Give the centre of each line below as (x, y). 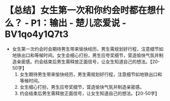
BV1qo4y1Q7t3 (37, 34)
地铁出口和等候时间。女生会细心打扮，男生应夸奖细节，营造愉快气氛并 (86, 55)
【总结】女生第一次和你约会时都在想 (80, 10)
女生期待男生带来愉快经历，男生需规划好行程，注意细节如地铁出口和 (91, 74)
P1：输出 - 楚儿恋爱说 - (78, 23)
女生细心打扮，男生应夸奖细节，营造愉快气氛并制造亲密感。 (82, 87)
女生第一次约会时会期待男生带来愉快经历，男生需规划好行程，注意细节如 (88, 49)
